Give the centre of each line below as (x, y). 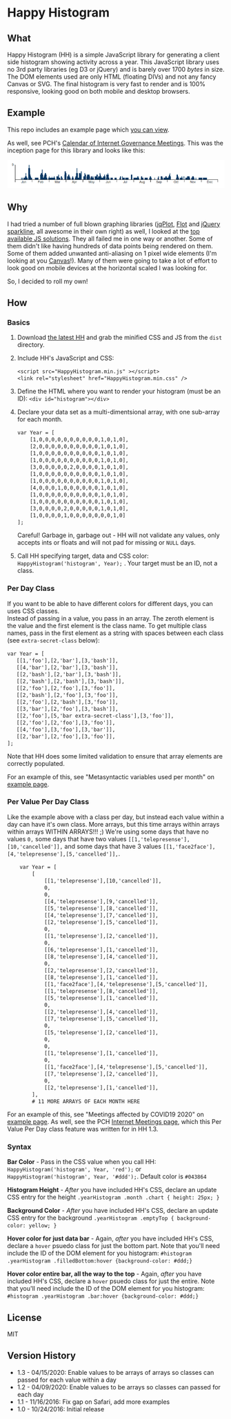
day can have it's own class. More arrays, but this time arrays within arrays (113, 824)
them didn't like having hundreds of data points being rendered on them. (110, 245)
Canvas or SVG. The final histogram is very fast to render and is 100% (106, 84)
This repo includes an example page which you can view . (88, 130)
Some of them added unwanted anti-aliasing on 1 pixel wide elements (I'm (112, 253)
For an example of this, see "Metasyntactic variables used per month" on (111, 776)
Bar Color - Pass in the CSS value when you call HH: (82, 1162)
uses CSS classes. (33, 611)
